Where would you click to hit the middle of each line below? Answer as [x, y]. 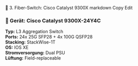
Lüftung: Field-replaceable [33, 58]
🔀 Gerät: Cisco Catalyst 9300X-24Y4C [53, 20]
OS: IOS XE [17, 47]
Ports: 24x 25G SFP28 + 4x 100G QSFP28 [49, 37]
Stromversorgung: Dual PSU [35, 53]
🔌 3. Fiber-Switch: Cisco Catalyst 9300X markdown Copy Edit [69, 8]
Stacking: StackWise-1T [30, 42]
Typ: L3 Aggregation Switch [34, 31]
